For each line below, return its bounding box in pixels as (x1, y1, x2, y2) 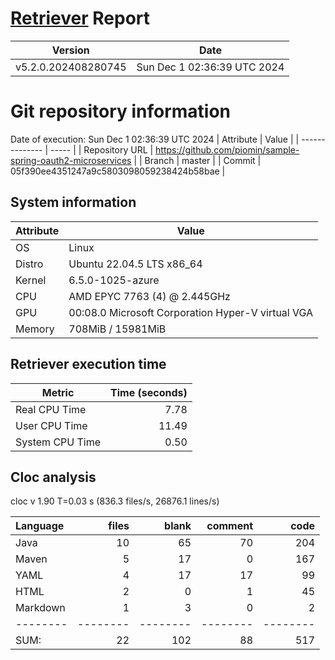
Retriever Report (10, 7, 151, 30)
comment (206, 519, 253, 533)
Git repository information (10, 100, 232, 123)
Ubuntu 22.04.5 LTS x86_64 (68, 257, 203, 271)
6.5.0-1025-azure (68, 273, 160, 287)
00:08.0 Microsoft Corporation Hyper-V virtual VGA (68, 305, 314, 319)
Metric (41, 385, 75, 399)
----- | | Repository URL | (50, 143, 154, 156)
